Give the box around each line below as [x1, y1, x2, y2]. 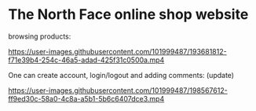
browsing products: [8, 31, 71, 41]
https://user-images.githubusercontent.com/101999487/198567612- [8, 85, 228, 95]
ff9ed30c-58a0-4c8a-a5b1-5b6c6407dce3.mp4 [8, 94, 165, 103]
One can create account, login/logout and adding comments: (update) [8, 70, 234, 80]
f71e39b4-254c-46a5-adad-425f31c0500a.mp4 [8, 55, 165, 65]
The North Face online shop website [8, 6, 249, 24]
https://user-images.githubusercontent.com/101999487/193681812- [8, 46, 227, 56]
